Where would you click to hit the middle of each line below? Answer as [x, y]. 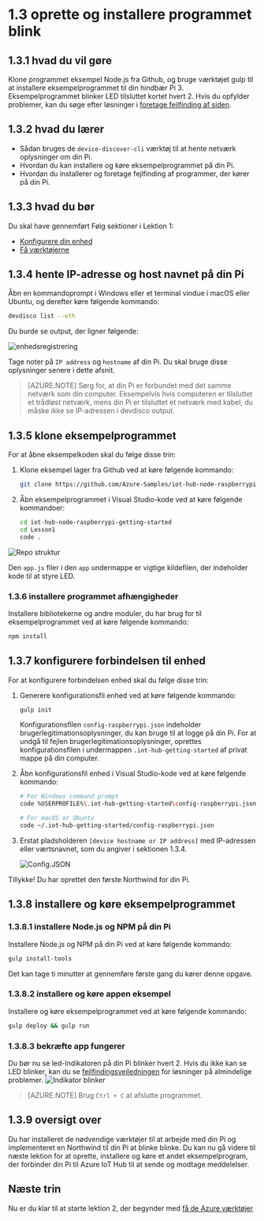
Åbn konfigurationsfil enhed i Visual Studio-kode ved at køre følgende [133, 774]
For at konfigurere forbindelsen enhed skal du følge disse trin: [108, 680]
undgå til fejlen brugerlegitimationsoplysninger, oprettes [111, 742]
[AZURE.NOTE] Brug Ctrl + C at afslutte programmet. [115, 1095]
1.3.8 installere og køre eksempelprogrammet [122, 905]
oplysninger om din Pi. [56, 156]
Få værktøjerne [44, 250]
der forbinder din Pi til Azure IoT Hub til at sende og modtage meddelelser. [129, 1164]
